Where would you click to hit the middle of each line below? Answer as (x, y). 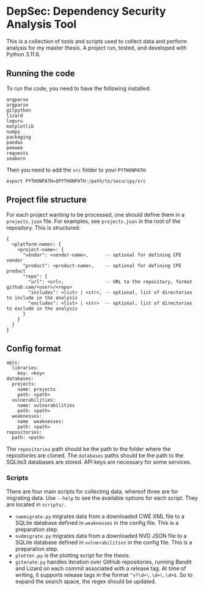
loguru (15, 121)
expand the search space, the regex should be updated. (86, 581)
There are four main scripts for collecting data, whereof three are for (93, 491)
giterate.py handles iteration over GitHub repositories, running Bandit (103, 562)
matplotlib (20, 126)
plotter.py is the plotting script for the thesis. (73, 555)
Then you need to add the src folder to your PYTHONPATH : (77, 170)
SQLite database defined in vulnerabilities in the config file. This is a (104, 542)
